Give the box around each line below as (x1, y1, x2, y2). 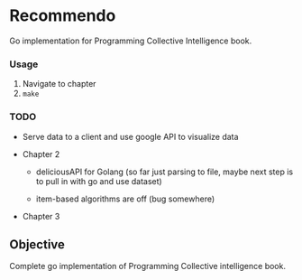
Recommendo (9, 5, 116, 26)
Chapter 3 (22, 210, 60, 221)
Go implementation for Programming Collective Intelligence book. (9, 35, 252, 46)
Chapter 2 (22, 148, 60, 159)
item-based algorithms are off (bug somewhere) (35, 193, 215, 204)
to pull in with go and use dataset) (35, 175, 162, 186)
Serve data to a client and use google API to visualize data (22, 131, 239, 142)
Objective (9, 237, 66, 252)
